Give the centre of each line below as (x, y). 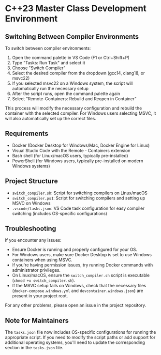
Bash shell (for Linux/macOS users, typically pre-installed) (70, 155)
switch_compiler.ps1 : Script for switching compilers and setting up (79, 198)
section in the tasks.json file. (34, 348)
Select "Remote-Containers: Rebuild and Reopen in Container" (74, 99)
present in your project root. (40, 296)
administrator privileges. (36, 270)
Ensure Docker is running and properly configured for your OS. (75, 249)
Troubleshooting (31, 229)
